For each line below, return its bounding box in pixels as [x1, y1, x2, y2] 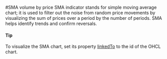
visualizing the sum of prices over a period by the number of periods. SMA [5, 15, 162, 21]
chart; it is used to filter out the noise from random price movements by [5, 10, 156, 16]
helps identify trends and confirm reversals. [5, 20, 97, 26]
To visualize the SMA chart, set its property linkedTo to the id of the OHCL [5, 43, 161, 50]
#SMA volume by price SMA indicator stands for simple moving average [5, 5, 157, 10]
